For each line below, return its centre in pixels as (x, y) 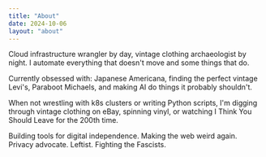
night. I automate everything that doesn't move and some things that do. (129, 63)
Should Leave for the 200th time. (64, 120)
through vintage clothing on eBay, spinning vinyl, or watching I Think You (130, 111)
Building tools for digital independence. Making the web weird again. (123, 136)
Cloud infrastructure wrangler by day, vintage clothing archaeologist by (128, 55)
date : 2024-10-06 (38, 24)
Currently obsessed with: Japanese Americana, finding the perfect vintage (133, 79)
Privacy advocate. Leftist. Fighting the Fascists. (87, 145)
